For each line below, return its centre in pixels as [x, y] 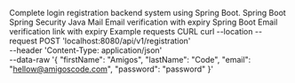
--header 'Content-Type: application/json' [86, 50]
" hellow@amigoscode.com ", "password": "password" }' [112, 69]
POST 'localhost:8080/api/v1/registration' [115, 41]
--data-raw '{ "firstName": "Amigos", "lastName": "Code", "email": [130, 60]
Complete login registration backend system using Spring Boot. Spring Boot [147, 13]
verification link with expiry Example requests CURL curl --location [131, 31]
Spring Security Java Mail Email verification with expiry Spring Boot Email [144, 22]
